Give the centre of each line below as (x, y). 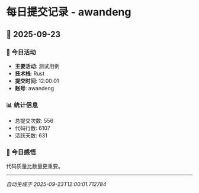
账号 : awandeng (34, 88)
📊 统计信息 (22, 105)
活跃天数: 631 (31, 136)
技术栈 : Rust (30, 73)
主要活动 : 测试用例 (37, 66)
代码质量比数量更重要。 (35, 166)
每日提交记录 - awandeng (69, 12)
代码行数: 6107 (32, 128)
